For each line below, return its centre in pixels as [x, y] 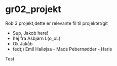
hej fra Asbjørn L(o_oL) [36, 38]
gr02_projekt [33, 9]
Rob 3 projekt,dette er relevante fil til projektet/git [56, 23]
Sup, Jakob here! [30, 33]
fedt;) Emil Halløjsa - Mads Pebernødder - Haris [62, 49]
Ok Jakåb [23, 43]
